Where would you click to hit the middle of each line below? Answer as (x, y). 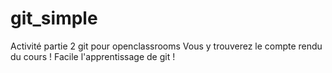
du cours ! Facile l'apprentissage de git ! (93, 56)
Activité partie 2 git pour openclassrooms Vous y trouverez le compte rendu (166, 46)
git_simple (54, 18)
